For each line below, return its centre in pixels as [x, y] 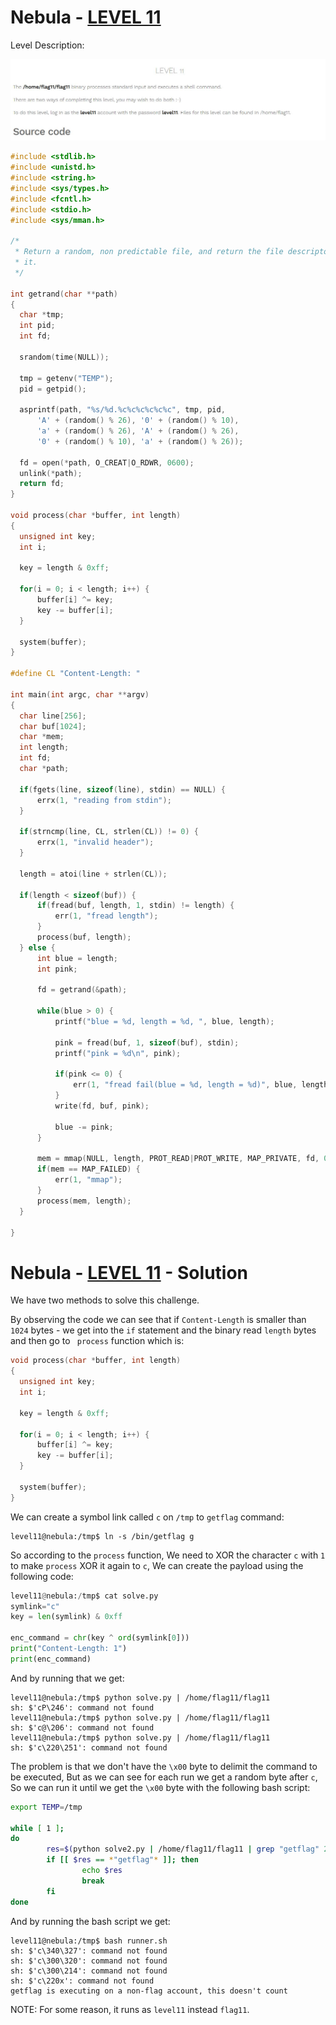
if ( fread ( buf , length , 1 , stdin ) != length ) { [135, 906]
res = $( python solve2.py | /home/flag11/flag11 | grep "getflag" [183, 1849]
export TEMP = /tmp [46, 1807]
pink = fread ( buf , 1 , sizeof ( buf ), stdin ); [147, 1042]
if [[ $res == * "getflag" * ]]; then [122, 1860]
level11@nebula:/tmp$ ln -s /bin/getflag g [102, 1536]
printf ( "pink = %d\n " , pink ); [118, 1053]
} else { [37, 947]
